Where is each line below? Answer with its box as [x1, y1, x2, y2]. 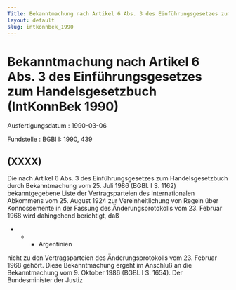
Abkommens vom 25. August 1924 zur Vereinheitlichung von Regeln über [7, 197, 219, 205]
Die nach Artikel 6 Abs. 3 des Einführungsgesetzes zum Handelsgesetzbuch [7, 174, 228, 183]
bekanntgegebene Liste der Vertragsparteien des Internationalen [7, 189, 195, 197]
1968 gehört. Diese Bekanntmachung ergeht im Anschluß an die [7, 261, 192, 270]
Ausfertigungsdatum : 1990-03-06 [7, 121, 107, 130]
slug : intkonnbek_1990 [7, 23, 74, 30]
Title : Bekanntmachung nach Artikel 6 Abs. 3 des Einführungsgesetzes [7, 10, 218, 18]
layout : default [7, 17, 55, 24]
